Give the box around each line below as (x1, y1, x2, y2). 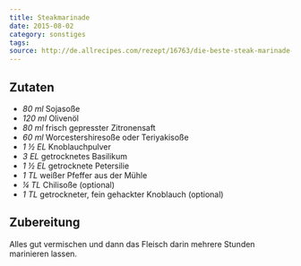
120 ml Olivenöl (21, 113, 79, 124)
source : (9, 47, 39, 56)
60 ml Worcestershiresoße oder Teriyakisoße (21, 132, 190, 142)
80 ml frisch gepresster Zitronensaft (21, 122, 156, 133)
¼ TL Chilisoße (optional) (21, 179, 115, 190)
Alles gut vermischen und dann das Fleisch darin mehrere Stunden (9, 238, 255, 249)
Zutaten (9, 80, 56, 95)
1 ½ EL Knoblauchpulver (21, 141, 112, 152)
